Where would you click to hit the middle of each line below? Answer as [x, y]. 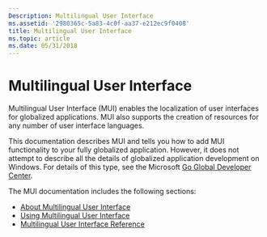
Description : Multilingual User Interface [81, 16]
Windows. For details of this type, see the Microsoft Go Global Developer [130, 167]
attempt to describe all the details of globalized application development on [134, 159]
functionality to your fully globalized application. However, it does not [124, 150]
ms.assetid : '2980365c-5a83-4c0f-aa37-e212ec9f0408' [99, 23]
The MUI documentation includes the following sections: [102, 192]
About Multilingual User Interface [75, 207]
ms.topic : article [39, 38]
